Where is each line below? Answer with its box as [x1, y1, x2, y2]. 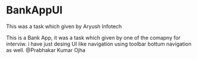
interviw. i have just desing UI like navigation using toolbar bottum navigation [6, 40, 192, 47]
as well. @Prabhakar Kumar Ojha [6, 46, 86, 53]
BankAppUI [6, 4, 63, 17]
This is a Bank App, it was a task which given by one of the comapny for [6, 34, 181, 41]
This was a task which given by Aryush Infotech [6, 23, 122, 30]
